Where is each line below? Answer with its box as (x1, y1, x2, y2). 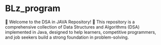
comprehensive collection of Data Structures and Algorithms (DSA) (5, 24, 140, 30)
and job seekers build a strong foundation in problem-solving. (5, 34, 129, 40)
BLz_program (5, 3, 60, 14)
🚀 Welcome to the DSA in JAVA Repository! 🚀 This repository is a (5, 19, 135, 25)
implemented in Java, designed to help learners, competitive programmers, (5, 29, 156, 35)
